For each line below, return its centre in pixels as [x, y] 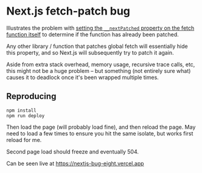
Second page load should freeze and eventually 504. [72, 151]
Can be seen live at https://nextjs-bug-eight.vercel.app [75, 163]
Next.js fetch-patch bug [68, 11]
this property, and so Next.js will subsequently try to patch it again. [90, 52]
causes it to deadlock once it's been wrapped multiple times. [83, 77]
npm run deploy [26, 116]
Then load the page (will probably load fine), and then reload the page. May [101, 127]
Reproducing [31, 96]
